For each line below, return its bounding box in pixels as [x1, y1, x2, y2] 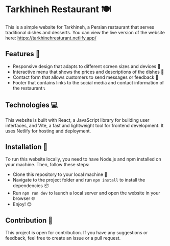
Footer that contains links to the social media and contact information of [12, 79, 164, 85]
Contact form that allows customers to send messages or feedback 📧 [12, 74, 159, 80]
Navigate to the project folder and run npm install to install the [12, 177, 145, 183]
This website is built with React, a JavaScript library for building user [5, 117, 150, 123]
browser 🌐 [12, 195, 35, 202]
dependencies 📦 [12, 183, 50, 189]
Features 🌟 [5, 50, 40, 58]
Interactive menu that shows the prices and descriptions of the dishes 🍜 [12, 69, 164, 75]
